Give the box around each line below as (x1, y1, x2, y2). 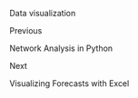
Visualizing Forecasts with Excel (9, 78, 130, 89)
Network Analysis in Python (9, 43, 113, 54)
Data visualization (9, 8, 76, 18)
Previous (9, 25, 43, 35)
